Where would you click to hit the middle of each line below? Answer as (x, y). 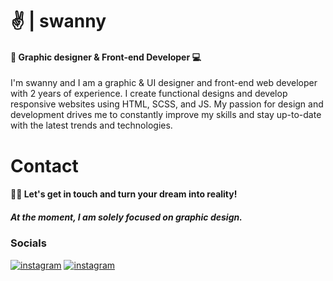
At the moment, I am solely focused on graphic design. (126, 217)
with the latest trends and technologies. (91, 125)
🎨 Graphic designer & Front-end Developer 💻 (106, 57)
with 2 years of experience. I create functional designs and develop (149, 94)
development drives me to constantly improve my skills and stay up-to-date (166, 115)
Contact (44, 165)
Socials (28, 243)
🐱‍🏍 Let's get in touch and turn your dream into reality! (124, 194)
